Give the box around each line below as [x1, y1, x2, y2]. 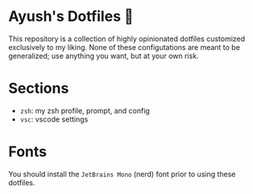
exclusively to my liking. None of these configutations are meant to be [8, 42, 240, 52]
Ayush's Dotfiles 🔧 [8, 7, 135, 26]
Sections [8, 80, 69, 97]
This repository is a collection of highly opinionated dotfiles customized [8, 34, 246, 43]
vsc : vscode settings [19, 114, 89, 124]
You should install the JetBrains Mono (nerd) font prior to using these [8, 169, 236, 179]
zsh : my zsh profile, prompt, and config [19, 105, 151, 115]
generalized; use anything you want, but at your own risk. [8, 51, 199, 60]
